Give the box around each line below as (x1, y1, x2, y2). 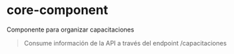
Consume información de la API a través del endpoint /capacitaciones (23, 39, 227, 47)
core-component (6, 2, 109, 18)
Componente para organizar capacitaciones (6, 25, 135, 34)
